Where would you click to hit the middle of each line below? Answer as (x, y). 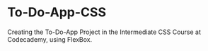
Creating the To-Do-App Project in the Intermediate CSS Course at (104, 32)
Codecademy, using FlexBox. (50, 39)
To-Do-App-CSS (57, 12)
